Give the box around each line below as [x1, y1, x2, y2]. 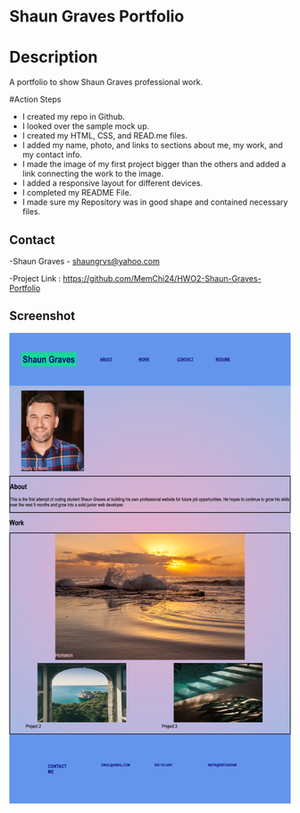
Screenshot [9, 308, 76, 323]
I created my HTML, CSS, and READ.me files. [21, 130, 187, 141]
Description [9, 47, 98, 68]
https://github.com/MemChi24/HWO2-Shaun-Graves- [62, 272, 262, 283]
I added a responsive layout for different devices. [21, 178, 204, 189]
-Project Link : [9, 272, 62, 283]
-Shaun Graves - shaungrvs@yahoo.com [9, 256, 161, 266]
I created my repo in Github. [21, 112, 125, 122]
